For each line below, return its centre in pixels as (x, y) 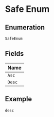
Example (18, 99)
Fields (15, 54)
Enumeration (25, 27)
